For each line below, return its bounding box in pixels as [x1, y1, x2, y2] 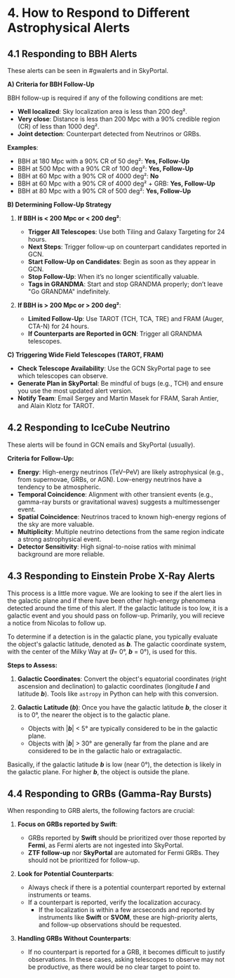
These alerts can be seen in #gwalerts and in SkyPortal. [7, 67, 169, 74]
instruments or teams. [27, 891, 92, 899]
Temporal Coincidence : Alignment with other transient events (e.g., [17, 490, 214, 498]
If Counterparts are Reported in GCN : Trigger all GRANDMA [27, 330, 203, 338]
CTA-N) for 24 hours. [27, 322, 90, 330]
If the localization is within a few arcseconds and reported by [38, 906, 215, 914]
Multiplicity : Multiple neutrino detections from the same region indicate [17, 527, 224, 535]
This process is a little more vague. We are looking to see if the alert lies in [7, 589, 222, 597]
